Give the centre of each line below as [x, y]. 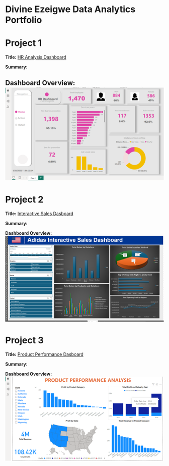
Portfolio [24, 20]
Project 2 [24, 199]
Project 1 [23, 43]
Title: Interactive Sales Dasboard [39, 214]
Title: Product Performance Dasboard [45, 354]
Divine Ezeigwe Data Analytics [70, 9]
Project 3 [24, 341]
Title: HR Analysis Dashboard [36, 57]
